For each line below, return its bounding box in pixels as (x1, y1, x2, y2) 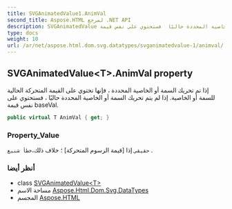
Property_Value (7, 130, 60, 140)
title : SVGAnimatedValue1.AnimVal (7, 10, 107, 17)
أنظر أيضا (7, 163, 35, 172)
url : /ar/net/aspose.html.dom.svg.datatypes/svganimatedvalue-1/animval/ (7, 42, 224, 49)
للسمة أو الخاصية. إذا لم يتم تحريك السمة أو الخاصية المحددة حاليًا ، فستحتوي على (7, 93, 215, 101)
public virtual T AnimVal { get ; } (7, 114, 110, 121)
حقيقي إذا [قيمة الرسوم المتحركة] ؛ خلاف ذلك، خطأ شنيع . (7, 146, 153, 154)
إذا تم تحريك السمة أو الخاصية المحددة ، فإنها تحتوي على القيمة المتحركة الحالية (7, 86, 209, 94)
